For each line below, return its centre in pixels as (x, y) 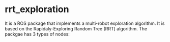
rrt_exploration (37, 9)
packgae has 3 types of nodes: (37, 34)
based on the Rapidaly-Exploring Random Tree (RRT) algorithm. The (76, 28)
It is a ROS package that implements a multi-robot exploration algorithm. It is (85, 23)
